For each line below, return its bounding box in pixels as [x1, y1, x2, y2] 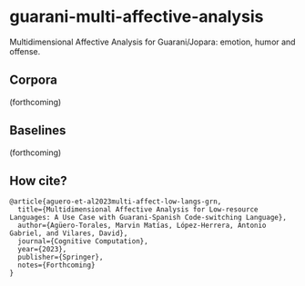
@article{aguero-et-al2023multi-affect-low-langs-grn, [9, 197, 222, 206]
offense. [9, 45, 41, 56]
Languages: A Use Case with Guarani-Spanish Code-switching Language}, [9, 213, 287, 222]
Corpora [9, 73, 57, 88]
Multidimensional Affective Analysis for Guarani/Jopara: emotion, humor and [9, 36, 296, 47]
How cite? [9, 173, 67, 188]
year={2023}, [17, 245, 67, 254]
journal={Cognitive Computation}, [17, 237, 148, 246]
